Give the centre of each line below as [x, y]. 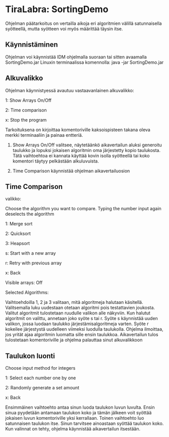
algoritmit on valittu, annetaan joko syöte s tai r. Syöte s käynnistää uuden [81, 319]
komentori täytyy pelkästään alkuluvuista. [56, 161]
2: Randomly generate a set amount [42, 388]
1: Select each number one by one [41, 378]
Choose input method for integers [40, 368]
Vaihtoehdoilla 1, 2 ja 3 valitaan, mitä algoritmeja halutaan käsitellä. [74, 302]
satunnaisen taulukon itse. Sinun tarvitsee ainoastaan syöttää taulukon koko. [84, 423]
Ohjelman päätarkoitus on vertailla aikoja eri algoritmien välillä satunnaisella [84, 23]
